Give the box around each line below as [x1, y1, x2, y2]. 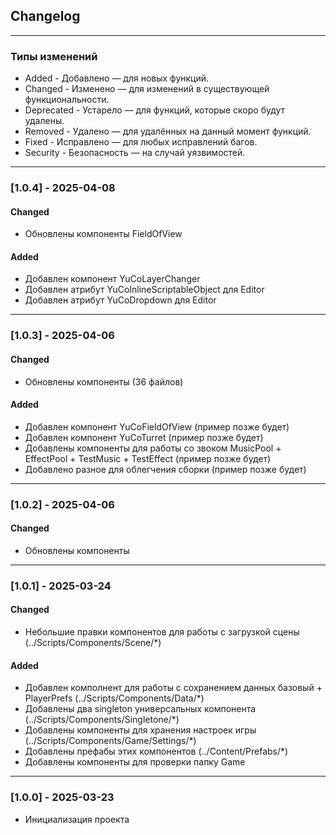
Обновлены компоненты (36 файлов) [24, 375, 184, 388]
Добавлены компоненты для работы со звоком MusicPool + [24, 442, 282, 454]
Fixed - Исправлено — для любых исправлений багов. [24, 136, 258, 148]
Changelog [10, 8, 81, 25]
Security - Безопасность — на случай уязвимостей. [24, 147, 246, 159]
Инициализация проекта [24, 813, 130, 825]
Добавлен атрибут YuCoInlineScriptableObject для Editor [24, 284, 265, 296]
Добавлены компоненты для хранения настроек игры [24, 724, 257, 736]
